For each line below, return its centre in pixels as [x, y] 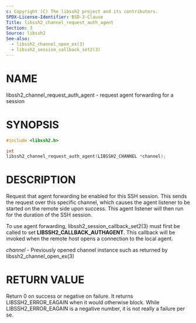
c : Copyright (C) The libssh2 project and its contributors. [82, 11]
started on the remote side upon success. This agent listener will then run [95, 209]
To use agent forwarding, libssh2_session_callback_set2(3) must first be [93, 226]
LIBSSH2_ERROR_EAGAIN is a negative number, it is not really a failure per [96, 309]
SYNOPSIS [33, 125]
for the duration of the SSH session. [49, 215]
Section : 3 [19, 28]
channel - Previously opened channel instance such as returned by [87, 250]
